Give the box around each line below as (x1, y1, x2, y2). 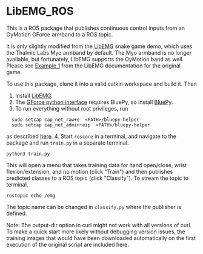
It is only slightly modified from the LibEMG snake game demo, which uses (6, 43, 193, 50)
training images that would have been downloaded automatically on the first (6, 234, 196, 241)
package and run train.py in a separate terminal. (6, 139, 129, 146)
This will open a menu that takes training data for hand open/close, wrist (6, 161, 187, 168)
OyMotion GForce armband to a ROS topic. (6, 30, 113, 38)
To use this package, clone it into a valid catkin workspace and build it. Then (6, 80, 197, 88)
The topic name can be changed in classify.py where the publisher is (6, 203, 182, 210)
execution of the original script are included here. (6, 241, 129, 248)
